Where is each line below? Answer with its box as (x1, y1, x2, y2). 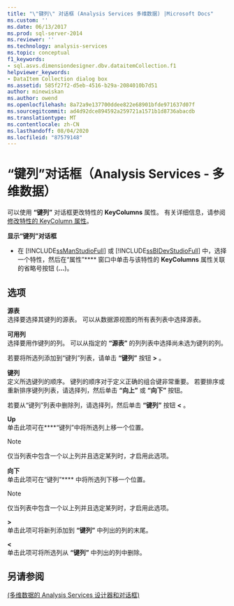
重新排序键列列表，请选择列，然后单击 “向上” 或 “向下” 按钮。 (7, 386, 187, 394)
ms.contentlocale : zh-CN (7, 120, 80, 128)
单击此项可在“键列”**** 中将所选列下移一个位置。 (7, 475, 149, 484)
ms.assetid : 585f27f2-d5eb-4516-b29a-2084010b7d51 (7, 82, 158, 89)
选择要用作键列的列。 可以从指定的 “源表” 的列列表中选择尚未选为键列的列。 (7, 339, 227, 347)
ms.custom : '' (7, 17, 49, 24)
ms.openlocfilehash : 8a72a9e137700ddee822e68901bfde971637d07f (7, 101, 196, 108)
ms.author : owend (7, 95, 58, 102)
